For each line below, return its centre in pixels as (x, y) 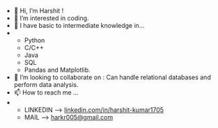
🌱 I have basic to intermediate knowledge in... (79, 25)
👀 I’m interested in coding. (51, 18)
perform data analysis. (46, 85)
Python (34, 40)
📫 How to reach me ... (46, 93)
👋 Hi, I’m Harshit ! (39, 11)
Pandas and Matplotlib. (57, 70)
